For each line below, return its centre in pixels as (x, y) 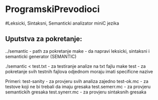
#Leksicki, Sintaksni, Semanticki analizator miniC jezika (62, 23)
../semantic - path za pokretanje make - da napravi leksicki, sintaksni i (77, 51)
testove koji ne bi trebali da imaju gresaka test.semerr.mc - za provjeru (78, 86)
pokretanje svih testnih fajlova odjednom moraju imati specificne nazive (79, 71)
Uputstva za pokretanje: (44, 39)
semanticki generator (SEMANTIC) (41, 56)
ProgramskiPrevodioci (53, 9)
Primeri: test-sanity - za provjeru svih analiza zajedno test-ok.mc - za (77, 81)
